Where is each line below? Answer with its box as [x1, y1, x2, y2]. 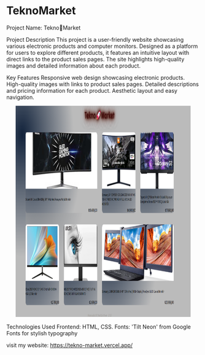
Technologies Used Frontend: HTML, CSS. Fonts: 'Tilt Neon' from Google [6, 323, 191, 330]
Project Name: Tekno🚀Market [6, 24, 81, 31]
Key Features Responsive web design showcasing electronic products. [6, 74, 185, 81]
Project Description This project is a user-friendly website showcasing [6, 36, 184, 43]
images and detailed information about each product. [6, 62, 141, 69]
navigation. [6, 93, 35, 101]
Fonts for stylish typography [6, 329, 78, 337]
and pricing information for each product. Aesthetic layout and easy [6, 87, 178, 94]
